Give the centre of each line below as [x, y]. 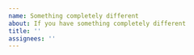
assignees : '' [32, 38]
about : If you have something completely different [97, 23]
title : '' [25, 31]
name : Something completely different [74, 16]
